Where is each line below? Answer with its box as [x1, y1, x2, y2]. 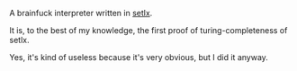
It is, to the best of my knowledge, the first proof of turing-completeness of [9, 25, 288, 35]
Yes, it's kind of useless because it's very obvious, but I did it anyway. [9, 52, 268, 62]
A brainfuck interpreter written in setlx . [9, 8, 153, 18]
